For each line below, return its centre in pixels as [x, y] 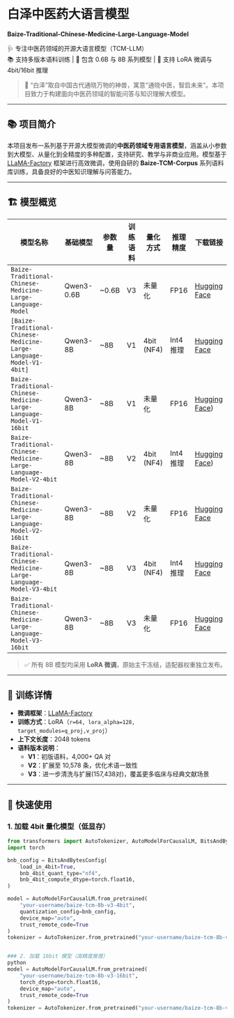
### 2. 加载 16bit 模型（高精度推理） [58, 956]
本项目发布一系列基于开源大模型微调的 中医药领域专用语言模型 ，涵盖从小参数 [117, 145]
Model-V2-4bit [34, 479]
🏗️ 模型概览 [32, 202]
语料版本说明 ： [39, 748]
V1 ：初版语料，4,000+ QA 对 [69, 757]
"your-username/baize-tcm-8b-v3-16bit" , [79, 975]
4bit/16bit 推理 [28, 70]
